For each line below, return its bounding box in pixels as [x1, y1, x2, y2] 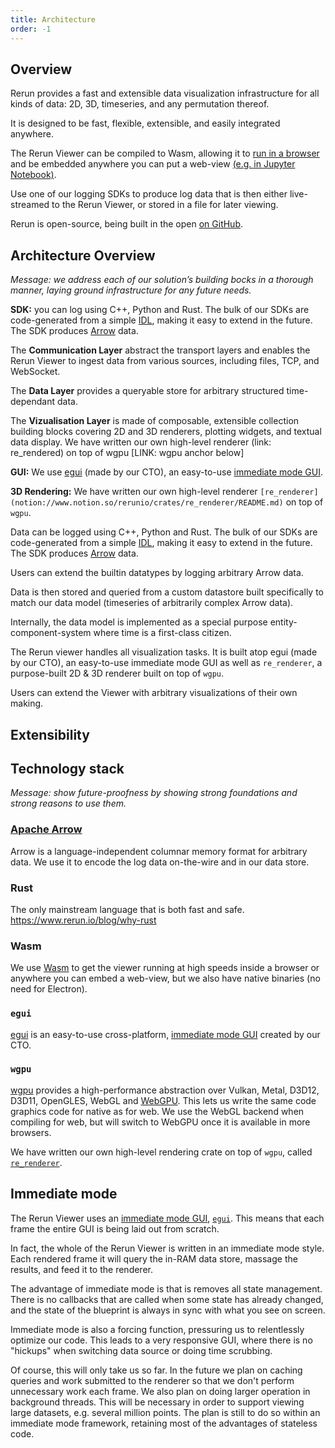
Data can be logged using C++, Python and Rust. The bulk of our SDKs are [10, 526, 318, 538]
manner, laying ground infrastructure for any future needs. [10, 284, 252, 296]
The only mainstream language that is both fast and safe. [10, 903, 245, 915]
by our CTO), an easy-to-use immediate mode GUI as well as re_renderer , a [10, 657, 323, 669]
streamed [10, 199, 50, 211]
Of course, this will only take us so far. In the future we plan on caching [10, 1364, 303, 1376]
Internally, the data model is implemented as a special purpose [10, 616, 268, 628]
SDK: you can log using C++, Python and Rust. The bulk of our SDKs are [10, 304, 310, 316]
